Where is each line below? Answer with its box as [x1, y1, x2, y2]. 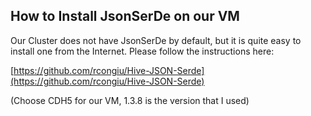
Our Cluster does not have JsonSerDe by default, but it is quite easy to [10, 34, 302, 46]
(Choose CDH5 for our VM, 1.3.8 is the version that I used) [10, 94, 250, 106]
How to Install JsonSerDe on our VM [10, 8, 240, 25]
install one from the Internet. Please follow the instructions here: [10, 45, 275, 57]
